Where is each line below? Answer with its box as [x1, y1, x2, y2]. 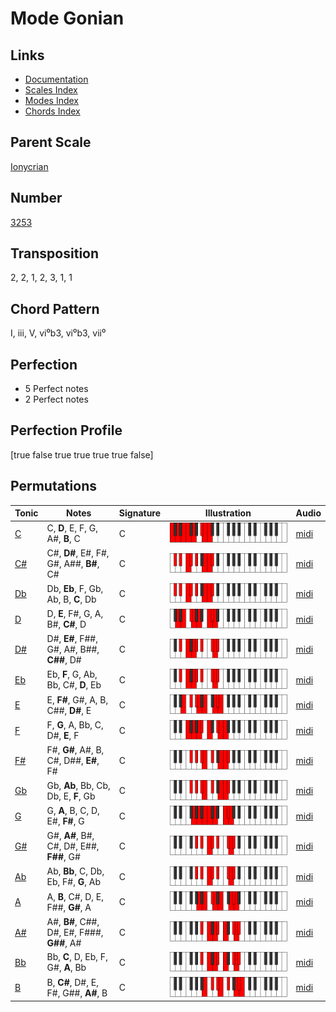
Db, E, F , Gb [46, 790, 96, 802]
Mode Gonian [10, 7, 125, 30]
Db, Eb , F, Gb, [46, 582, 104, 594]
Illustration [204, 507, 252, 519]
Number [10, 190, 63, 207]
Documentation [24, 73, 89, 85]
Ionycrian [10, 160, 49, 172]
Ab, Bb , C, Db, [46, 865, 105, 877]
